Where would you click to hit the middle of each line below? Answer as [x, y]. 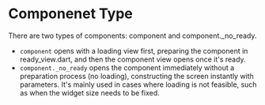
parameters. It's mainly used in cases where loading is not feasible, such [138, 84]
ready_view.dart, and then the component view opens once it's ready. [133, 59]
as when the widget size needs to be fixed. [89, 92]
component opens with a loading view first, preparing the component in [134, 51]
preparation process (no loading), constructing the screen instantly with [137, 76]
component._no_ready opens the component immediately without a [127, 67]
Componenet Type [70, 14]
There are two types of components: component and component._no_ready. [132, 36]
